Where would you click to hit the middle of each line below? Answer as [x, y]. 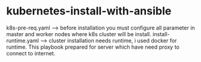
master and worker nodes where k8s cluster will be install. [79, 34]
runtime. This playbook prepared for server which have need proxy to [93, 47]
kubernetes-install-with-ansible [89, 11]
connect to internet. [31, 53]
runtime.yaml [23, 40]
